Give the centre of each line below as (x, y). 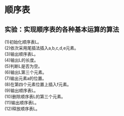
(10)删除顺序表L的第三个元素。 (35, 97)
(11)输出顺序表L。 (22, 103)
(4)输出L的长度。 (22, 60)
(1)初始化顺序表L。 (23, 42)
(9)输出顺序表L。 (21, 91)
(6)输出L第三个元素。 (26, 72)
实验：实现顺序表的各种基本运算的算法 (62, 29)
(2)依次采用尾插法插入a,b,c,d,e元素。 (42, 48)
